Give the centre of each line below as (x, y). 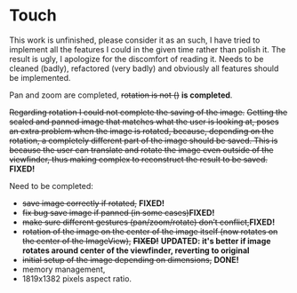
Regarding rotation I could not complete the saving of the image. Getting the (148, 112)
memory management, (64, 269)
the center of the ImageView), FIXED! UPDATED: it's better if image (146, 241)
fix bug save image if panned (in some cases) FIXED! (118, 212)
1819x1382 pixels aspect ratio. (76, 278)
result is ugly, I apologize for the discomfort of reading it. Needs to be (136, 59)
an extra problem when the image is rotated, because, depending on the (141, 131)
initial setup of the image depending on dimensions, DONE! (130, 259)
